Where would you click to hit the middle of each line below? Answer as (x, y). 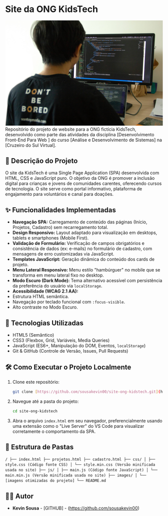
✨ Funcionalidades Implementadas (60, 210)
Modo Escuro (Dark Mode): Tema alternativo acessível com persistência (87, 281)
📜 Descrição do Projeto (41, 161)
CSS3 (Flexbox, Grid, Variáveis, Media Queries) (61, 340)
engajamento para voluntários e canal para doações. (59, 194)
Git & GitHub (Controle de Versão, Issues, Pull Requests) (70, 351)
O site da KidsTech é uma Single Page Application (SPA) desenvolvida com (82, 173)
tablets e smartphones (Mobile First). (50, 238)
